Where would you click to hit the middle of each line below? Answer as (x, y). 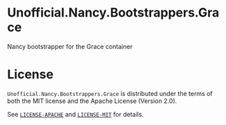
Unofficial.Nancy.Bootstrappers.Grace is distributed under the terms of (110, 93)
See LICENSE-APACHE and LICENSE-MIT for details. (76, 114)
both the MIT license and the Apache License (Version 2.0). (92, 101)
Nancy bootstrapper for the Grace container (70, 46)
